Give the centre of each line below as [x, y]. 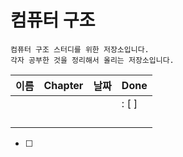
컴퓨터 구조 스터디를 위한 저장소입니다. [80, 49]
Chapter [63, 85]
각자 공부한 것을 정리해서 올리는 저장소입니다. [92, 60]
